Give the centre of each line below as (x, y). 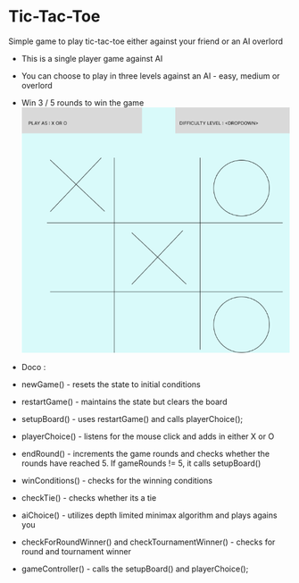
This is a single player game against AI (92, 58)
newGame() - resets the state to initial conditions (111, 384)
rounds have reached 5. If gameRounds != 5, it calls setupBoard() (141, 463)
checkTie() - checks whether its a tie (89, 498)
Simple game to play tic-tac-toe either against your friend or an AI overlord (145, 41)
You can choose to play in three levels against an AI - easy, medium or (150, 76)
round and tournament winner (76, 552)
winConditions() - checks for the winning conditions (117, 481)
